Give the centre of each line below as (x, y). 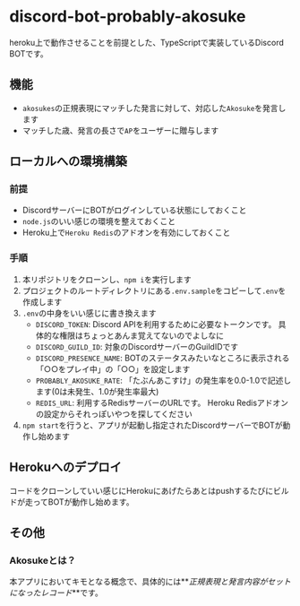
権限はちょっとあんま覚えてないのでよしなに (141, 335)
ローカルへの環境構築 (68, 162)
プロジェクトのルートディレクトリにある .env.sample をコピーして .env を (154, 290)
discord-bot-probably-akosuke (128, 17)
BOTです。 (29, 53)
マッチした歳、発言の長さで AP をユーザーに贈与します (120, 130)
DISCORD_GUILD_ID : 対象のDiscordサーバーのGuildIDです (137, 346)
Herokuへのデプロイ (66, 467)
